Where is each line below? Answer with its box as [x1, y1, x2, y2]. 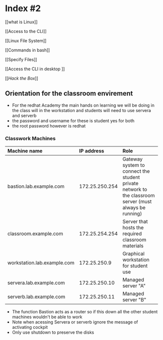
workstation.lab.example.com [7, 259, 75, 266]
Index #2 [5, 3, 41, 14]
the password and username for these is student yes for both [12, 117, 135, 124]
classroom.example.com [7, 230, 63, 237]
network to [122, 186, 147, 193]
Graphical [122, 250, 145, 257]
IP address [79, 147, 104, 154]
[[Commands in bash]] [5, 47, 50, 53]
